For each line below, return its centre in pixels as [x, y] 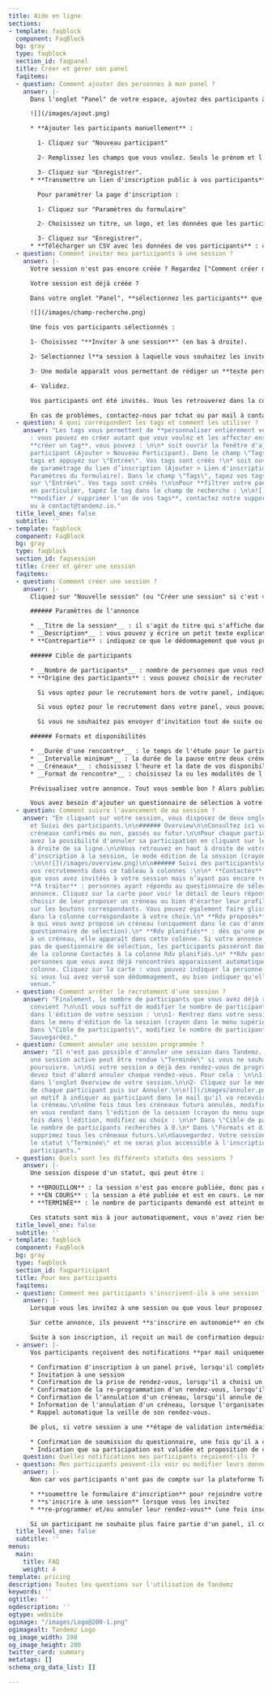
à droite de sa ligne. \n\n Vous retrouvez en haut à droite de [137, 848]
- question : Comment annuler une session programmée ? [110, 1044]
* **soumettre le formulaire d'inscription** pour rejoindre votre [146, 1494]
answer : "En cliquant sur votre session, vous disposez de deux [134, 818]
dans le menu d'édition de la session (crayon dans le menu [133, 1022]
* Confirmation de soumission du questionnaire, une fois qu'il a [144, 1442]
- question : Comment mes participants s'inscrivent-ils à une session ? [141, 1293]
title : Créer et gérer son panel [72, 69]
